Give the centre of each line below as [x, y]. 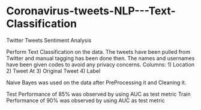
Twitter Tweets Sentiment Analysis [49, 40]
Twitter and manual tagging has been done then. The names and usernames [100, 58]
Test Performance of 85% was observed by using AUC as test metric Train [98, 94]
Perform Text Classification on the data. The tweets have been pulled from [98, 51]
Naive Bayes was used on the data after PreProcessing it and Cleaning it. [96, 82]
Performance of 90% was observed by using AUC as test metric [85, 100]
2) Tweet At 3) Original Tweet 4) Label [53, 71]
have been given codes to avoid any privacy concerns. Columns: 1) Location [100, 65]
